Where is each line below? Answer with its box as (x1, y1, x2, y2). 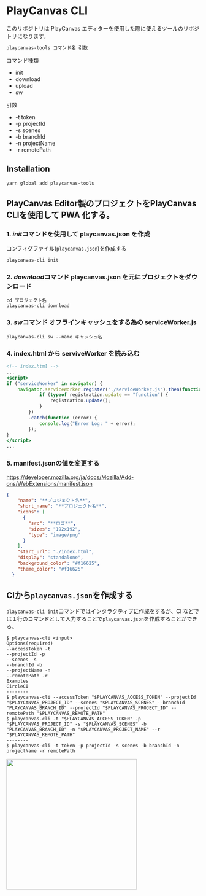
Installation (6, 164, 50, 174)
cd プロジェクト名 (6, 297, 47, 304)
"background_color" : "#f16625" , (17, 560, 100, 566)
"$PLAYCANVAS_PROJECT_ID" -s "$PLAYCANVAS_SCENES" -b (6, 721, 147, 728)
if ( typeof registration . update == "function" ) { (39, 392, 169, 398)
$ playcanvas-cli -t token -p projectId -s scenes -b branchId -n (6, 742, 180, 749)
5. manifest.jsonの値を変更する (6, 459, 100, 467)
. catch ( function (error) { (28, 415, 97, 421)
